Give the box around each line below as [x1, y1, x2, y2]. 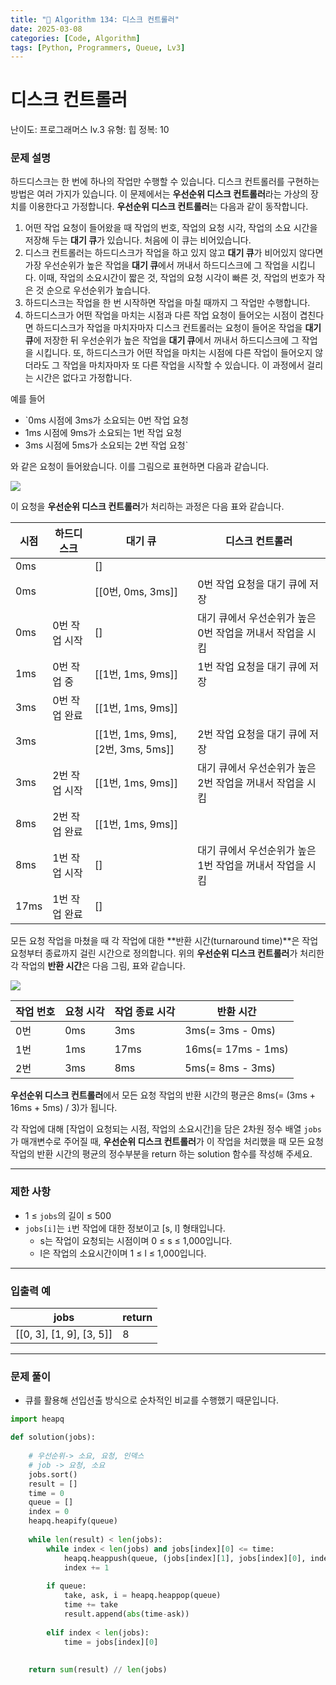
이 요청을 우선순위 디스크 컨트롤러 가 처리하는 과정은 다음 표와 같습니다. [10, 501, 285, 513]
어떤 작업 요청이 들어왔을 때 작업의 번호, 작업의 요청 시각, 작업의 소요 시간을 [24, 222, 318, 234]
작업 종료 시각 [114, 1005, 176, 1019]
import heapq [10, 1414, 65, 1425]
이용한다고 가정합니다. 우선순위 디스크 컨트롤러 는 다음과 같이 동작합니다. [28, 201, 309, 213]
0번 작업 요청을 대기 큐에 [197, 577, 307, 591]
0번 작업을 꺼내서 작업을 [197, 626, 305, 640]
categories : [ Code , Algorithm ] [10, 33, 141, 43]
